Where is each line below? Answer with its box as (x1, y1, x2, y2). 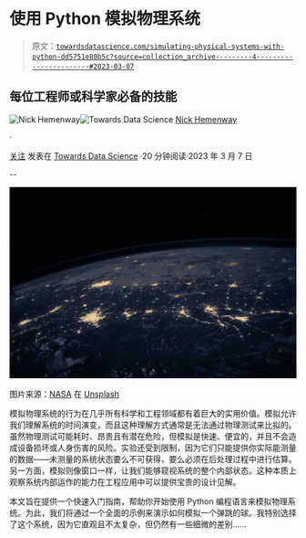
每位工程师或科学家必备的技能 (9, 89, 178, 105)
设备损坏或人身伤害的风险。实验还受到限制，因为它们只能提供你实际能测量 (16, 442, 297, 453)
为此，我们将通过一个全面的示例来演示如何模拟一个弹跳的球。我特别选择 (25, 507, 297, 518)
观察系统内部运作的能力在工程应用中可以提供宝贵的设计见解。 (9, 476, 241, 487)
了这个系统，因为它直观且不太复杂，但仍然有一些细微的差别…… (9, 518, 248, 530)
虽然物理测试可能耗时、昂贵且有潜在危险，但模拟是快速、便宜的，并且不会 (9, 430, 289, 441)
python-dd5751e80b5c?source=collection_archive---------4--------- (31, 52, 293, 61)
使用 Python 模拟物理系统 (9, 8, 201, 29)
